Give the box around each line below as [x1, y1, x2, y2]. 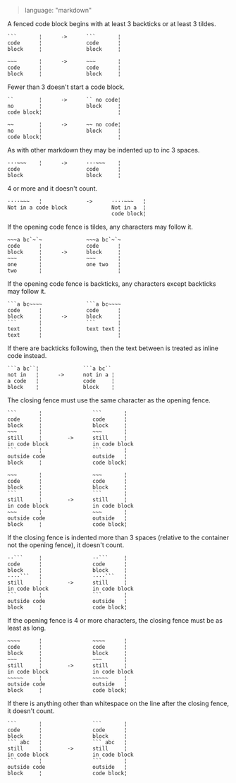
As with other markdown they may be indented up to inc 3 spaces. [7, 146, 200, 154]
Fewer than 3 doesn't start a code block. [7, 83, 125, 91]
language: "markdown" [24, 6, 92, 14]
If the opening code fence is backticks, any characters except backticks [7, 280, 216, 288]
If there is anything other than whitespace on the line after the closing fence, [7, 699, 229, 707]
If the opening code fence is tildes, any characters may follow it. [7, 222, 194, 231]
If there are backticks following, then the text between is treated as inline [7, 344, 218, 352]
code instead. [7, 352, 47, 359]
